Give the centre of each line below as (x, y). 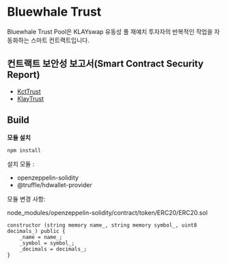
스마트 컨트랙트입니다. (60, 40)
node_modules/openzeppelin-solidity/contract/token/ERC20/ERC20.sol (107, 212)
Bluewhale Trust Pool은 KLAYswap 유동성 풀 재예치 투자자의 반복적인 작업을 (110, 31)
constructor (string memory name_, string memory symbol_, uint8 (102, 225)
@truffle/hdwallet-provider (54, 184)
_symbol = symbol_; (47, 243)
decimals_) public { (37, 231)
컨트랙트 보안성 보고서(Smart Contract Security (105, 64)
